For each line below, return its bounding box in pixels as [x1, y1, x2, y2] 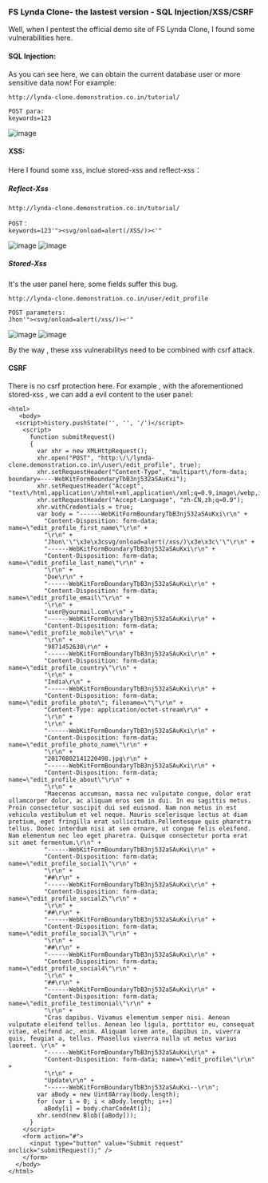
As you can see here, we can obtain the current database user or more [8, 69, 241, 78]
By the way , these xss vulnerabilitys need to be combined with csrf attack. [8, 345, 255, 354]
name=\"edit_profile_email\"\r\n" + [8, 594, 130, 602]
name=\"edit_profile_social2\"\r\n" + [8, 894, 137, 902]
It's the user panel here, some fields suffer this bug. [8, 279, 178, 289]
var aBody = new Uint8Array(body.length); [37, 1090, 180, 1098]
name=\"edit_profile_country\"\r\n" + [8, 663, 137, 671]
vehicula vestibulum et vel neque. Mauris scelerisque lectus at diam [8, 811, 248, 819]
